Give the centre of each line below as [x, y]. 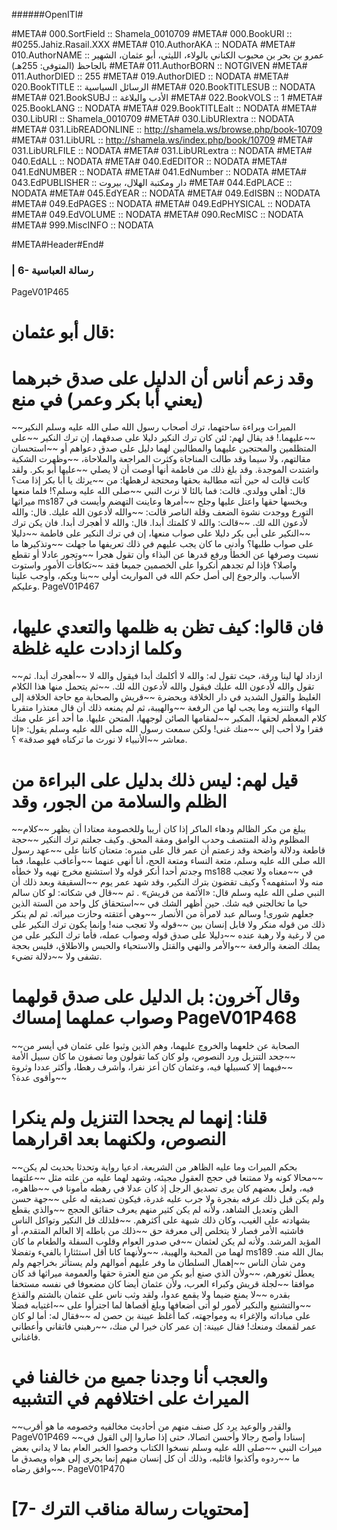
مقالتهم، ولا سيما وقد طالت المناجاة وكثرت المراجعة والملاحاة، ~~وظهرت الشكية [161, 459]
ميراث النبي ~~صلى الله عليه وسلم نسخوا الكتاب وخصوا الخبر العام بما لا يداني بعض [167, 1448]
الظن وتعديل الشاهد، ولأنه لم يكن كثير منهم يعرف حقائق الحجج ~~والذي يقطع [155, 1210]
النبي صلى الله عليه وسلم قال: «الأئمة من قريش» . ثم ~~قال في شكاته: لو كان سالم [168, 893]
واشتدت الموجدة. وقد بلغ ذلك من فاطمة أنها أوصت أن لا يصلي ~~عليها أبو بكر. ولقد [165, 470]
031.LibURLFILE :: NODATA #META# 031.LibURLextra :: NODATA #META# [162, 150]
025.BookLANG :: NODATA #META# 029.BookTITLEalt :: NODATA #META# [164, 108]
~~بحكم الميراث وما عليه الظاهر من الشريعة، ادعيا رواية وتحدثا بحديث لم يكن [154, 1167]
